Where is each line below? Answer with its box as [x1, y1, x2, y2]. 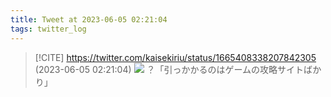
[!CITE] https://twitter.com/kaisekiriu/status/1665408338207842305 [34, 51, 317, 63]
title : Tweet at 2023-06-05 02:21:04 [10, 14, 168, 25]
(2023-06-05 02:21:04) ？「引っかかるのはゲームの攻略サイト [34, 63, 305, 75]
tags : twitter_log [10, 24, 87, 34]
